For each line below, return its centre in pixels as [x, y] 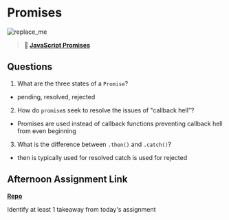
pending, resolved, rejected [56, 97]
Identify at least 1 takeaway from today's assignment [81, 209]
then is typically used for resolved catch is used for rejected [102, 157]
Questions [30, 67]
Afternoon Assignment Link [67, 180]
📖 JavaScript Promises [57, 45]
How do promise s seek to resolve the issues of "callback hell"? [106, 110]
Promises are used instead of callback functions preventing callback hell [120, 123]
